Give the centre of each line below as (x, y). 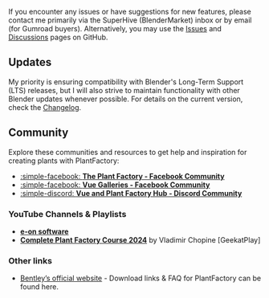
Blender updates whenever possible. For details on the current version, (126, 99)
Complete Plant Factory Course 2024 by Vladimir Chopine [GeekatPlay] (140, 239)
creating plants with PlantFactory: (64, 161)
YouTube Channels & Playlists (67, 214)
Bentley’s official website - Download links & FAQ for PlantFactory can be (141, 278)
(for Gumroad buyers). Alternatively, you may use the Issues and (115, 29)
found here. (39, 287)
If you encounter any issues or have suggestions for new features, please (130, 12)
